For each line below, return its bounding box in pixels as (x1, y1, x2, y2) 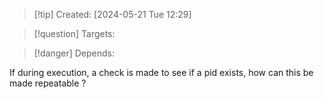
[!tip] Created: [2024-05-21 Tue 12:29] (33, 9, 192, 20)
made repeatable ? (9, 77, 87, 89)
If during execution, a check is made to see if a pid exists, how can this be (9, 67, 314, 78)
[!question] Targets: (33, 28, 116, 39)
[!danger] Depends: (33, 47, 115, 59)
